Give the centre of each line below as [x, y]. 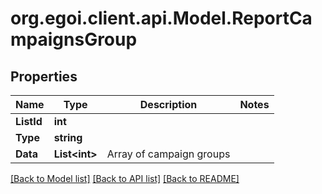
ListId [29, 121]
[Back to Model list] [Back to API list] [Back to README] [125, 178]
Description [168, 104]
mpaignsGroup [74, 39]
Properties [44, 76]
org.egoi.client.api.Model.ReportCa [161, 18]
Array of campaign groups [168, 154]
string [68, 137]
